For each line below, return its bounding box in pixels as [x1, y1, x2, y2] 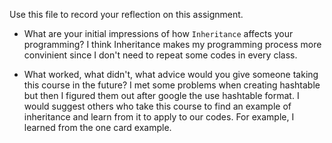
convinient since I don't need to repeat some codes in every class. [23, 49, 298, 61]
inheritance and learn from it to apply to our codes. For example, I [23, 111, 295, 123]
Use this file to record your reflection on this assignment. [9, 9, 244, 20]
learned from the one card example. [23, 122, 172, 133]
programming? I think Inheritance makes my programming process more [23, 39, 322, 50]
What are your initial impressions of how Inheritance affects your [23, 28, 294, 39]
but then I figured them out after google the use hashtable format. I [23, 90, 300, 101]
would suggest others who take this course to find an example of [23, 100, 292, 112]
